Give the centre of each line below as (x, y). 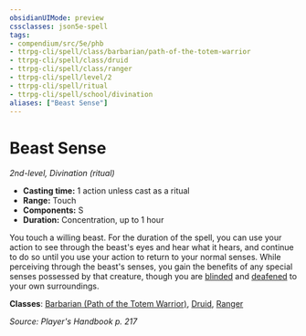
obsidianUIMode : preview (57, 18)
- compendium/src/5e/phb (57, 43)
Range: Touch (49, 201)
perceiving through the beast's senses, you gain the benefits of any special (151, 267)
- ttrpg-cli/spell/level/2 (61, 78)
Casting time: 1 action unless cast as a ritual (106, 191)
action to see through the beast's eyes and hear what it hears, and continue (152, 247)
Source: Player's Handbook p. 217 (74, 321)
